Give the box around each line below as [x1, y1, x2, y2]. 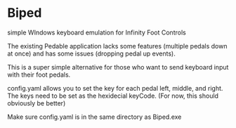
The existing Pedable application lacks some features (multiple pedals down [7, 41, 228, 50]
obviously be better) [7, 98, 66, 107]
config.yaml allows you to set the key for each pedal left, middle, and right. [7, 84, 223, 92]
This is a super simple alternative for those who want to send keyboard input [7, 63, 229, 71]
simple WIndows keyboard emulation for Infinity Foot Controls [7, 28, 186, 37]
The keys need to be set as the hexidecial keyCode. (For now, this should [7, 91, 219, 100]
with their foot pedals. [7, 70, 71, 79]
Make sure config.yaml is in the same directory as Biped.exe [7, 113, 182, 121]
